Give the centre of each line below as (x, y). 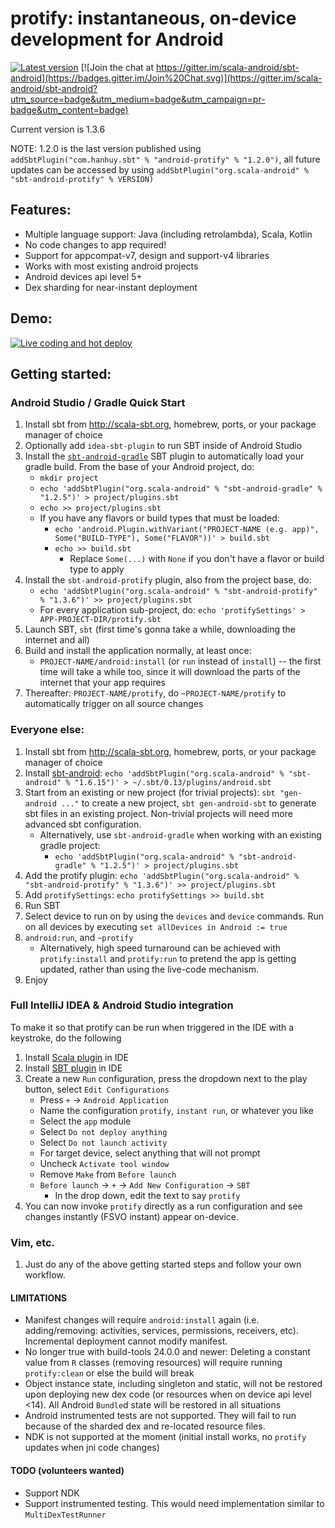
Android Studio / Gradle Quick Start (98, 402)
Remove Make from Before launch (108, 1174)
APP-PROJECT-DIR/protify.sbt (100, 620)
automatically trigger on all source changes (114, 704)
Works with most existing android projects (111, 266)
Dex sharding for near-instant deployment (111, 287)
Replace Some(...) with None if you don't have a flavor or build (197, 559)
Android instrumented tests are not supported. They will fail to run (160, 1416)
